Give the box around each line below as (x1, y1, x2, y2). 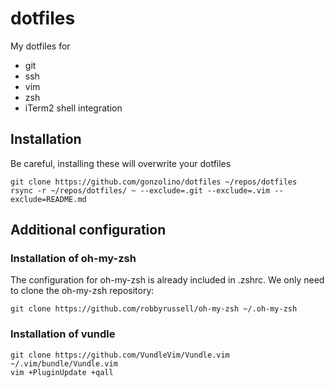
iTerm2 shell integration (24, 102, 123, 114)
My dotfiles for (10, 40, 71, 52)
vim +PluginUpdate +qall (10, 367, 114, 377)
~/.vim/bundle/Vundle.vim (10, 358, 118, 369)
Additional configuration (10, 222, 167, 239)
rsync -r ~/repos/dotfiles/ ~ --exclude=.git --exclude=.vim (10, 185, 271, 196)
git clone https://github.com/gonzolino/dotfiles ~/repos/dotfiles (10, 177, 298, 187)
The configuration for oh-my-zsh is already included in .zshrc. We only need (10, 274, 325, 286)
